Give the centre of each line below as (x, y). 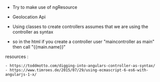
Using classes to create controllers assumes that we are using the (80, 26)
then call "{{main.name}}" (39, 47)
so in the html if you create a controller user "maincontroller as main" (83, 41)
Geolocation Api (29, 17)
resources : (17, 56)
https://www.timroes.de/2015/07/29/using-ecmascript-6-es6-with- (79, 70)
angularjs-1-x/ (21, 74)
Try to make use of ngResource (45, 7)
